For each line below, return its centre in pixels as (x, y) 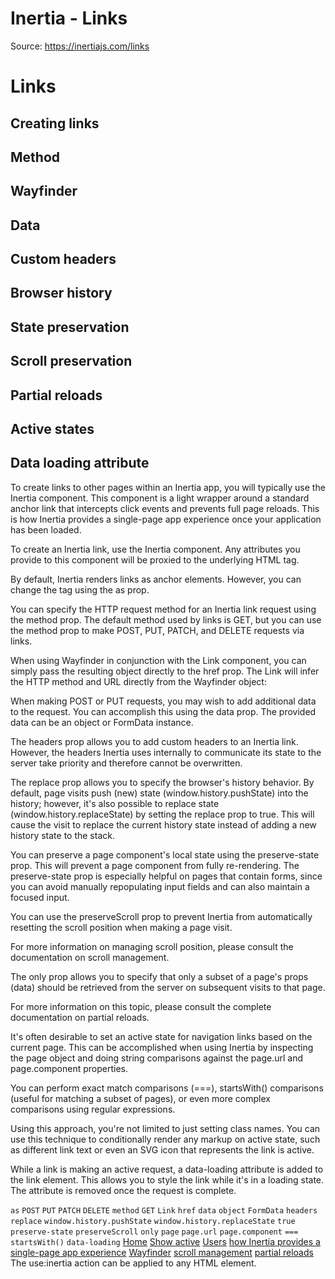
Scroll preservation (71, 361)
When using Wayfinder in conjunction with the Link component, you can (158, 660)
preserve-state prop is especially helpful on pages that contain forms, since (166, 876)
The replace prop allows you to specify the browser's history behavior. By (162, 782)
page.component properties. (69, 1068)
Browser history (61, 293)
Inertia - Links (69, 18)
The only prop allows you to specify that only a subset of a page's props (159, 976)
